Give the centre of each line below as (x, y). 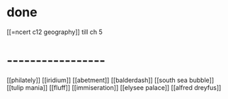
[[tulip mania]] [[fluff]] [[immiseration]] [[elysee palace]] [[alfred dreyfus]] (114, 87)
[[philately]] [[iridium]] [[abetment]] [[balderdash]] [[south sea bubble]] (110, 80)
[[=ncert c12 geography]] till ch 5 (55, 32)
